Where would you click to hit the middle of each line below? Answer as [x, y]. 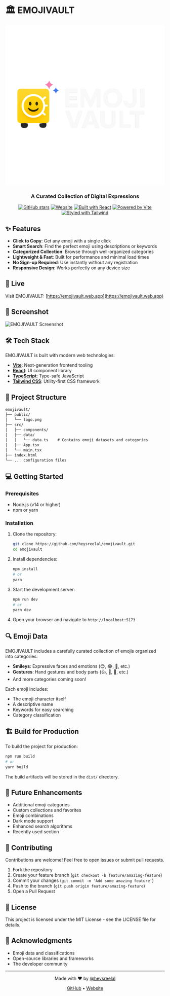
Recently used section [36, 832]
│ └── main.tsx [24, 450]
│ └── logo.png [24, 420]
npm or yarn [25, 510]
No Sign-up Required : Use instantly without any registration [75, 263]
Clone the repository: [35, 534]
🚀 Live [15, 284]
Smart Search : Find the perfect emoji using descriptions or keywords [85, 246]
